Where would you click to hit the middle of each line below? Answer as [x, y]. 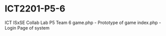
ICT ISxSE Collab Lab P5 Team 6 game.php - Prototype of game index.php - [83, 22]
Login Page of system [27, 27]
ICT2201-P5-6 [35, 9]
